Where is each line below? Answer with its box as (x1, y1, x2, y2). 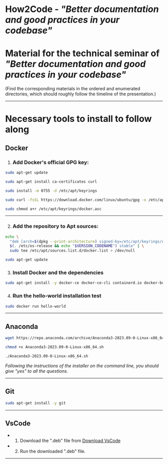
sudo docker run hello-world (5, 304, 66, 309)
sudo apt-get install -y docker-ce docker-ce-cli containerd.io (5, 281, 142, 286)
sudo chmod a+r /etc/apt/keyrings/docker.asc (5, 206, 101, 211)
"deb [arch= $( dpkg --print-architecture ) (9, 239, 97, 244)
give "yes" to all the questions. (5, 368, 68, 374)
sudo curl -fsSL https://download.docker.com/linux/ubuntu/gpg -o (5, 197, 146, 202)
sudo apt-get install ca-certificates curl (5, 179, 97, 184)
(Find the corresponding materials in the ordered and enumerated (5, 86, 140, 92)
